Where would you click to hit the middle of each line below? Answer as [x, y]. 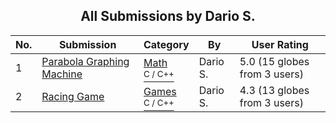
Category [166, 44]
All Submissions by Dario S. [168, 16]
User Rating [280, 44]
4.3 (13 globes [274, 90]
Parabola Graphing [85, 61]
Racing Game [73, 96]
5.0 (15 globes [274, 61]
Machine [62, 74]
